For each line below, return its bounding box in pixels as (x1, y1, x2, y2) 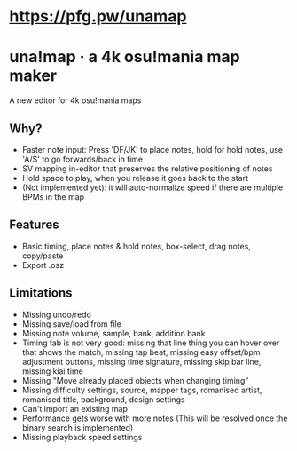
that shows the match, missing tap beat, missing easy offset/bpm (21, 346, 261, 357)
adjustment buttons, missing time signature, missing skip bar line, (21, 356, 262, 367)
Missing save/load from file (21, 318, 121, 329)
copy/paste (21, 250, 64, 261)
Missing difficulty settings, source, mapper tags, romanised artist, (21, 384, 262, 395)
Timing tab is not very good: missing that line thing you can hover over (21, 337, 280, 348)
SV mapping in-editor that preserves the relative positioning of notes (21, 162, 273, 174)
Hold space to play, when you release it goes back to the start (21, 172, 248, 183)
